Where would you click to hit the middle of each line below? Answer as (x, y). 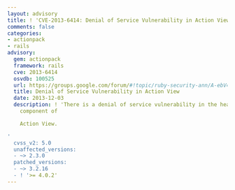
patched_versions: (41, 162)
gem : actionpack (37, 59)
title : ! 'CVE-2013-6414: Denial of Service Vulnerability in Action (111, 20)
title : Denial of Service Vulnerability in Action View (97, 92)
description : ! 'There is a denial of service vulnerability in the (115, 105)
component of (39, 111)
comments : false (31, 27)
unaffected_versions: (45, 149)
